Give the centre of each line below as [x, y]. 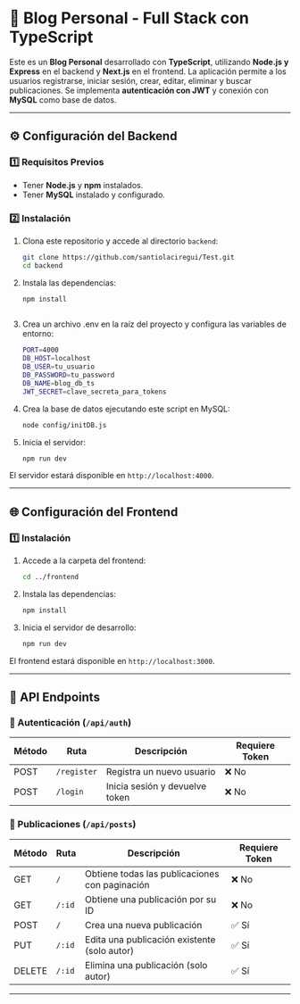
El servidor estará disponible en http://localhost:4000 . [112, 476]
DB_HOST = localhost [56, 359]
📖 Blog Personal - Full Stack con [129, 18]
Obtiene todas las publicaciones [152, 874]
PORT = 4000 [41, 350]
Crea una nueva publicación [143, 925]
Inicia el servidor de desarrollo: [79, 627]
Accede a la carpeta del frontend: [84, 560]
